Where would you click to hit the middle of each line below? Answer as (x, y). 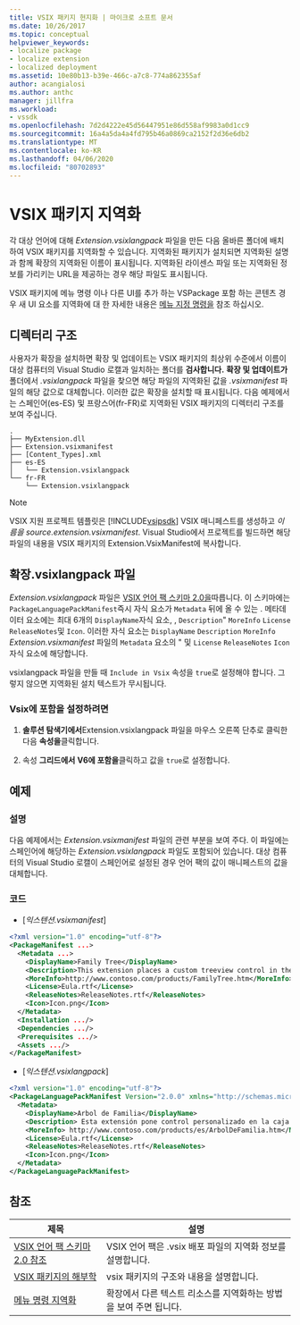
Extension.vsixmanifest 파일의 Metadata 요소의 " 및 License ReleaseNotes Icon (150, 642)
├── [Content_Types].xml (55, 455)
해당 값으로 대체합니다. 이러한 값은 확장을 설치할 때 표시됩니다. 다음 (142, 392)
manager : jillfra (42, 101)
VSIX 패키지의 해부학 (55, 1277)
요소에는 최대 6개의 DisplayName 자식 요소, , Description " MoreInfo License (158, 620)
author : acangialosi (48, 84)
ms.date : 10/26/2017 (48, 26)
